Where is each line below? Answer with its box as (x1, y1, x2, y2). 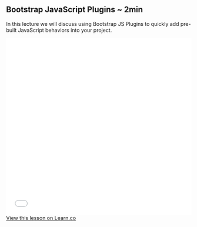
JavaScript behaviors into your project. (18, 26, 112, 34)
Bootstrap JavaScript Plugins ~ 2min (6, 5, 143, 15)
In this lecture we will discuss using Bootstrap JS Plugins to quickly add (6, 20, 179, 27)
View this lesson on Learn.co (6, 214, 76, 221)
